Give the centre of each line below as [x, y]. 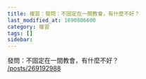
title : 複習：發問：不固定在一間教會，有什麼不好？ [73, 14]
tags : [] [20, 33]
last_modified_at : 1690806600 [52, 20]
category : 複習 [29, 27]
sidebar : [20, 40]
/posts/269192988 [34, 69]
